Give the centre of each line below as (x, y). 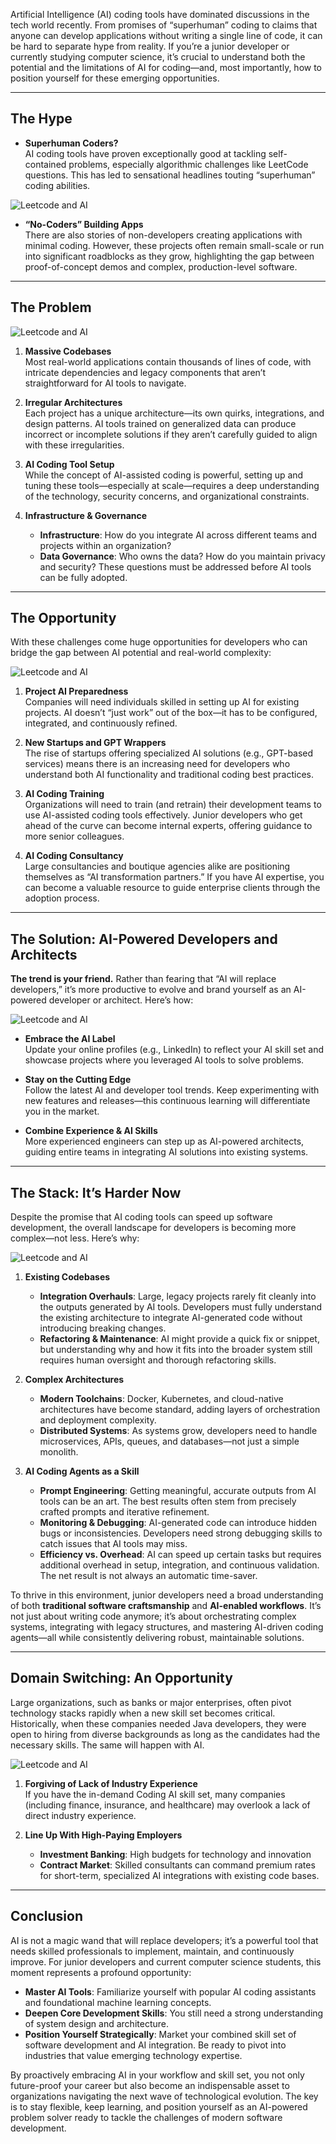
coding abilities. (57, 185)
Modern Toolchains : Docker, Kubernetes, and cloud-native (161, 1399)
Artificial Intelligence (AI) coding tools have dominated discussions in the (160, 14)
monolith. (59, 1452)
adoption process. (62, 898)
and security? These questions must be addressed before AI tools (175, 566)
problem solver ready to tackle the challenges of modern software (146, 2117)
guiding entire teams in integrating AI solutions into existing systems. (166, 1152)
